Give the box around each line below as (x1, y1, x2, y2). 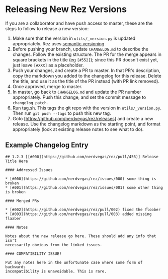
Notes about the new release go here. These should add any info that (5, 233, 156, 239)
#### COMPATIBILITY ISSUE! (5, 251, 62, 256)
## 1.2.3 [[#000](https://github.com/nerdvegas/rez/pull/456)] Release (5, 154, 158, 159)
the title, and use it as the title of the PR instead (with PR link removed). (12, 78, 160, 84)
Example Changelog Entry (5, 141, 89, 150)
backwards (5, 264, 26, 269)
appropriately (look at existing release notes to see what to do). (12, 126, 144, 132)
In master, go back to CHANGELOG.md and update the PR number (12, 89, 142, 95)
